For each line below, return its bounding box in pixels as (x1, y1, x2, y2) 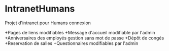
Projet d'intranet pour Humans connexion (5, 20, 91, 26)
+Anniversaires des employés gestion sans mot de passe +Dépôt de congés (5, 35, 164, 41)
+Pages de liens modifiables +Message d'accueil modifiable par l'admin (5, 29, 155, 35)
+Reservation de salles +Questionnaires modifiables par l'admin (5, 40, 139, 46)
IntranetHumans (5, 3, 75, 15)
